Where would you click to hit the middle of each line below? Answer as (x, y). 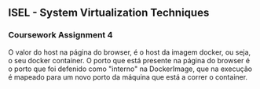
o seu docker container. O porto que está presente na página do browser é (129, 60)
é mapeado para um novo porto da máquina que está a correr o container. (128, 77)
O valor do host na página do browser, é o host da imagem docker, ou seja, (130, 52)
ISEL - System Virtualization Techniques (109, 13)
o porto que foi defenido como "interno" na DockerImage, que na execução (130, 69)
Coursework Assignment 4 (60, 35)
